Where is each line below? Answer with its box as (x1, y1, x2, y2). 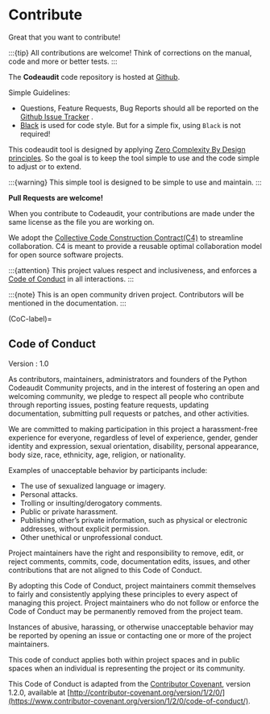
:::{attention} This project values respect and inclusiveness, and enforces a (8, 265, 258, 275)
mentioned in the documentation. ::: (8, 298, 127, 308)
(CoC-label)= (8, 313, 52, 323)
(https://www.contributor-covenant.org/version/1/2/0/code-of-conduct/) (8, 695, 248, 706)
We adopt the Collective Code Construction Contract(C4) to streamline (8, 232, 243, 243)
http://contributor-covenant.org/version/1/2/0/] (69, 687, 226, 697)
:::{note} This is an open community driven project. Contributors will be (8, 289, 244, 299)
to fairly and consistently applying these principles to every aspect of (8, 589, 239, 599)
